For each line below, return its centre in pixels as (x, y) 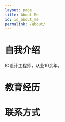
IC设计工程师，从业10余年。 (34, 66)
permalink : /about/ (25, 24)
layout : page (19, 10)
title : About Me (22, 15)
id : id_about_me (22, 19)
